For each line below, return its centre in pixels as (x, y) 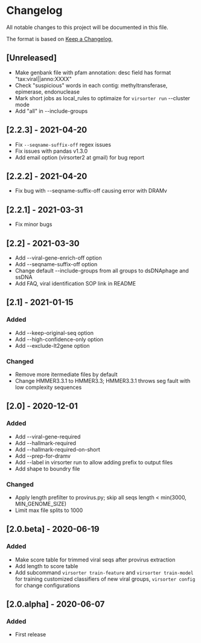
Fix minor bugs (33, 225)
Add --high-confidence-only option (59, 339)
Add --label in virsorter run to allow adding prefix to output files (94, 462)
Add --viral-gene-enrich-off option (58, 258)
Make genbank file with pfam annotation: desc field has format (93, 72)
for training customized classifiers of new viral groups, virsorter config (105, 579)
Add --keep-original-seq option (54, 333)
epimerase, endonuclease (47, 92)
